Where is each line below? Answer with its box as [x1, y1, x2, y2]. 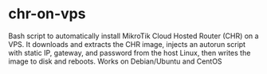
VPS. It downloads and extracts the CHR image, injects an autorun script [8, 39, 245, 49]
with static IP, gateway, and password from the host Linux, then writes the [8, 48, 251, 57]
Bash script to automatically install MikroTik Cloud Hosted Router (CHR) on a [8, 31, 259, 41]
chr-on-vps [8, 5, 86, 23]
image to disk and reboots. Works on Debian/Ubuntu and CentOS [8, 56, 222, 66]
